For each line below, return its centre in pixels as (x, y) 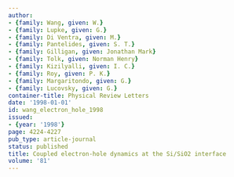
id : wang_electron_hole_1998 (56, 110)
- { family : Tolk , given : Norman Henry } (73, 60)
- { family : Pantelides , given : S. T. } (71, 45)
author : (21, 15)
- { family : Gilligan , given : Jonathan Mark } (82, 52)
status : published (38, 146)
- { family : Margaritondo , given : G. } (70, 81)
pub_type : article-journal (52, 139)
